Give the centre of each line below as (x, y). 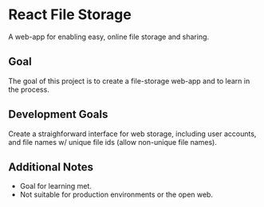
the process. (29, 89)
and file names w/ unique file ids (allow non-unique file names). (112, 142)
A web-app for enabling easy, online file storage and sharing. (109, 37)
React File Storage (70, 15)
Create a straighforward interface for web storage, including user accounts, (132, 134)
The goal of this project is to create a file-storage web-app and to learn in (129, 80)
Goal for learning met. (55, 186)
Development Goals (58, 114)
